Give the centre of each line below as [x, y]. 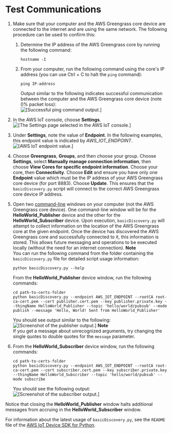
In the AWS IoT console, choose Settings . [57, 120]
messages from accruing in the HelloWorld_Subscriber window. [73, 409]
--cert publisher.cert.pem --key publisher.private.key [101, 302]
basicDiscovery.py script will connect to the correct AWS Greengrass [86, 189]
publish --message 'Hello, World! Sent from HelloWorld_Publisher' [86, 310]
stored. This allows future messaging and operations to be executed [85, 242]
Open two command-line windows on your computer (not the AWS [83, 204]
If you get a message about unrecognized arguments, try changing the [88, 331]
